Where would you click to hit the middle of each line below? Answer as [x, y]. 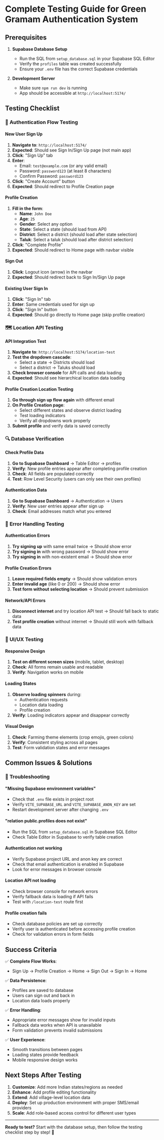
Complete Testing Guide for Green [76, 9]
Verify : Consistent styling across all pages [55, 742]
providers [22, 1108]
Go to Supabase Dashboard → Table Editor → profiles [66, 463]
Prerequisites [26, 37]
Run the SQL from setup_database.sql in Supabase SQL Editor [75, 832]
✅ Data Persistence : [26, 980]
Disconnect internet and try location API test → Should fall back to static [85, 611]
